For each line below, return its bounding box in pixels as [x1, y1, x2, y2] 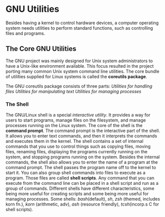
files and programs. [5, 30, 45, 36]
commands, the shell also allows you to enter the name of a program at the [5, 159, 158, 165]
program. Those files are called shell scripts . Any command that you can [5, 175, 155, 181]
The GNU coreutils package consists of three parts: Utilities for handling [5, 83, 153, 89]
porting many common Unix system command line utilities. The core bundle [5, 68, 160, 74]
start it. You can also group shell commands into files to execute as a [5, 170, 146, 176]
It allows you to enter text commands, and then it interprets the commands [5, 133, 158, 139]
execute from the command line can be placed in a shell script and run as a [5, 180, 159, 186]
